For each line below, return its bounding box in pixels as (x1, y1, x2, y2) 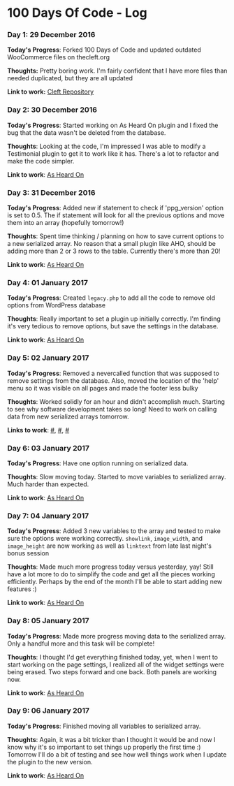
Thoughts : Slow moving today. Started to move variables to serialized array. (7, 472, 226, 481)
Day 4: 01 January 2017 (7, 278, 89, 287)
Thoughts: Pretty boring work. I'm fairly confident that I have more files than (7, 66, 228, 75)
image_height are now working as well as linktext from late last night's (7, 541, 212, 550)
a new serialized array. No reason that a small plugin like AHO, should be (7, 240, 217, 248)
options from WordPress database (7, 301, 106, 310)
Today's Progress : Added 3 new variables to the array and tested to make (7, 527, 221, 535)
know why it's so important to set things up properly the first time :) (7, 743, 201, 751)
